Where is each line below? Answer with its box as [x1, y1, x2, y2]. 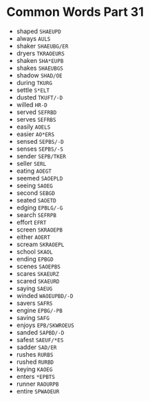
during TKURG [16, 78, 53, 86]
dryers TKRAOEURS [16, 49, 65, 57]
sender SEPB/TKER [16, 151, 66, 160]
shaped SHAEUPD [16, 27, 61, 35]
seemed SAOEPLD [16, 174, 63, 182]
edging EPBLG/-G [16, 203, 63, 212]
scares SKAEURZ [16, 269, 59, 277]
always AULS [16, 34, 51, 42]
